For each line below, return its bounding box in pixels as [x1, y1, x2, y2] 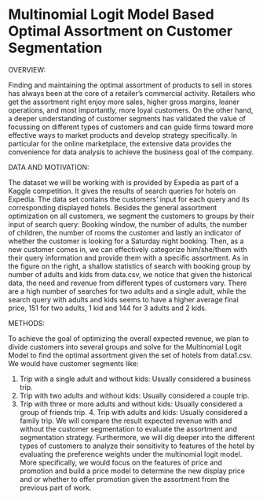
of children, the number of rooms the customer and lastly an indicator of [8, 228, 242, 237]
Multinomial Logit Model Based [8, 6, 214, 24]
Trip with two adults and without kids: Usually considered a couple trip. [19, 391, 250, 400]
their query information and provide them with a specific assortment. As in [8, 253, 249, 262]
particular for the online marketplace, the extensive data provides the [8, 139, 232, 148]
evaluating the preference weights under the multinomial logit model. [19, 449, 243, 458]
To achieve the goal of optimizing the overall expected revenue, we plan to [8, 333, 250, 343]
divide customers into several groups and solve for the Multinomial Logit [8, 342, 242, 351]
